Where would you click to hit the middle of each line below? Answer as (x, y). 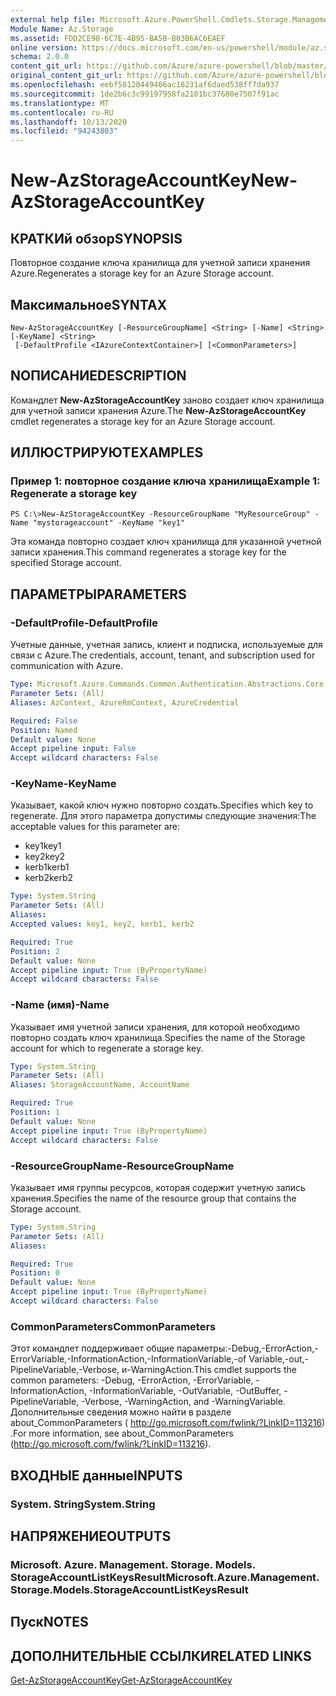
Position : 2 (35, 951)
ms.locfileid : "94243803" (64, 131)
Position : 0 (35, 1273)
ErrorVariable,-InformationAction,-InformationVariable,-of (128, 1359)
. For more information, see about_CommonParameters (122, 1433)
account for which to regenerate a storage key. (107, 1048)
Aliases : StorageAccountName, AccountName (100, 1085)
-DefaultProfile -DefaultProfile (84, 623)
